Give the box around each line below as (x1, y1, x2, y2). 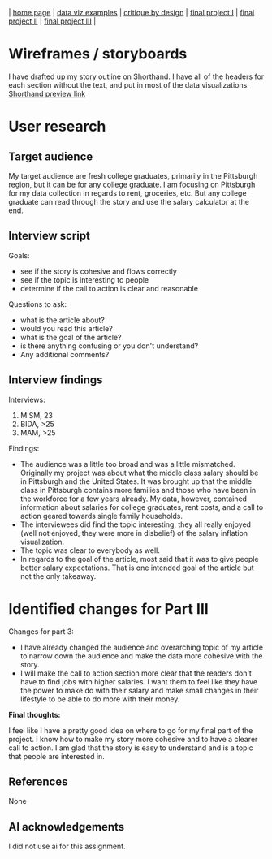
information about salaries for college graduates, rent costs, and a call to (19, 502, 264, 512)
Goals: (8, 250, 30, 260)
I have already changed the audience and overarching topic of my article (19, 642, 264, 652)
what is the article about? (19, 315, 106, 325)
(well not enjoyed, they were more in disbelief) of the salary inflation (19, 528, 248, 537)
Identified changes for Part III (8, 599, 209, 618)
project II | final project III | (8, 16, 97, 26)
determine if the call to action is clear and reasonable (19, 283, 199, 293)
